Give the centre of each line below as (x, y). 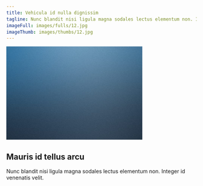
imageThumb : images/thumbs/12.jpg (50, 32)
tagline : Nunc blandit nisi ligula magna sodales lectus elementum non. (100, 19)
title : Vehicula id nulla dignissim (52, 13)
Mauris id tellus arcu (45, 157)
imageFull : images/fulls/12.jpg (47, 25)
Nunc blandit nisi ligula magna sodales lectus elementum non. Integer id (96, 172)
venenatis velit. (25, 178)
